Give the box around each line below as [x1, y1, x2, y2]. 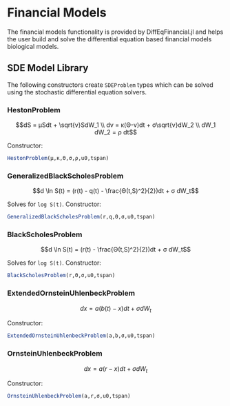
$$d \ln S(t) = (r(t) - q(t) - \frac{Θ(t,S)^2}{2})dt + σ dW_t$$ [32, 187, 200, 195]
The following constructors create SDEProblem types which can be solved [7, 81, 213, 89]
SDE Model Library [7, 62, 89, 74]
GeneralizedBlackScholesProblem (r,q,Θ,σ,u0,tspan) [7, 214, 156, 221]
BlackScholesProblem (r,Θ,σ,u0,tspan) [7, 272, 116, 279]
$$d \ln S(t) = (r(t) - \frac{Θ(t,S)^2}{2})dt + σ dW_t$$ [40, 245, 191, 254]
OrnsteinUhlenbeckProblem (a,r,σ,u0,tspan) [7, 393, 131, 400]
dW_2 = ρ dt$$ [94, 128, 138, 136]
